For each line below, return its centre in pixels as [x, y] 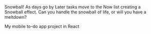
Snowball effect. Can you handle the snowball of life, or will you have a [75, 12]
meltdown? [16, 17]
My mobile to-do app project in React [42, 26]
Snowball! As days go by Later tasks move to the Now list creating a [73, 7]
